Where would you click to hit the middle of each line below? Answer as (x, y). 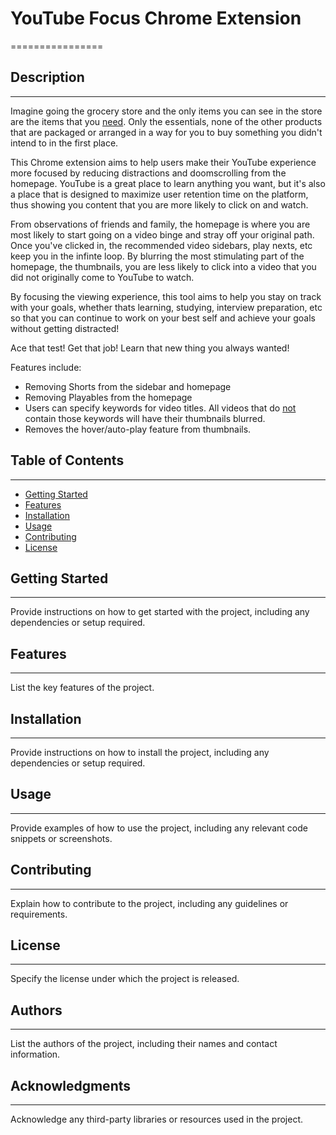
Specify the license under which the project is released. (125, 979)
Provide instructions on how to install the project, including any (140, 752)
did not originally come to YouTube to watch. (102, 277)
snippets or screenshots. (61, 838)
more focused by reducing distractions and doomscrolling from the (148, 173)
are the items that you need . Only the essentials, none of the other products (166, 121)
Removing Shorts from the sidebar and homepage (128, 386)
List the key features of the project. (82, 688)
